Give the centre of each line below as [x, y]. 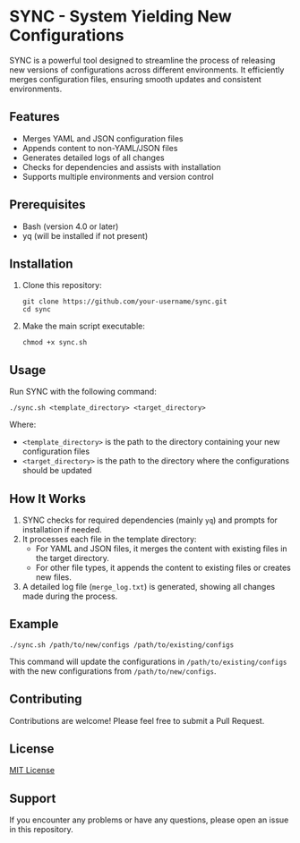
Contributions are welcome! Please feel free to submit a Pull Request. [137, 720]
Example [34, 624]
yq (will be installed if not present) [85, 235]
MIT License [32, 771]
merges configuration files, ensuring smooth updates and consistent [135, 79]
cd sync [36, 310]
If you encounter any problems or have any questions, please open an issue [149, 820]
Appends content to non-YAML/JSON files [100, 148]
